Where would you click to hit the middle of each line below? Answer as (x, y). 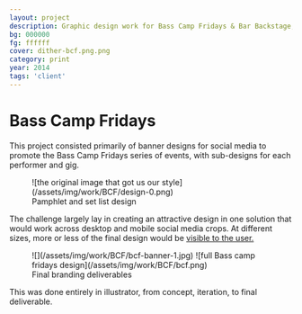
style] (172, 182)
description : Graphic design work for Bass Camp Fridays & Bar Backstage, (152, 26)
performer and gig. (44, 165)
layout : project (40, 18)
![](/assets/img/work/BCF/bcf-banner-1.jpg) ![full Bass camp (144, 255)
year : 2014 (30, 68)
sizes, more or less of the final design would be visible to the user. (132, 238)
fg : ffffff (30, 43)
